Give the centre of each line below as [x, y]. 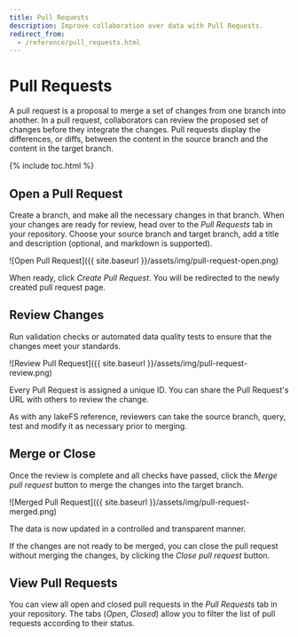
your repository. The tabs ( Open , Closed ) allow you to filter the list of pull [142, 614]
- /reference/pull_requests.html [79, 42]
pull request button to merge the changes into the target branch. [126, 484]
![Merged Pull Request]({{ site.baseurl [78, 502]
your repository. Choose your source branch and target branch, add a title [144, 234]
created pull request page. [58, 287]
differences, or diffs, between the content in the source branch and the [139, 139]
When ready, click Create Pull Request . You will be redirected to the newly [145, 278]
